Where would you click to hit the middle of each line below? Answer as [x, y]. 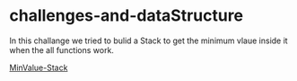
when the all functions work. [62, 49]
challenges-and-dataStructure [127, 16]
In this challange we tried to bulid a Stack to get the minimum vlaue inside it [149, 40]
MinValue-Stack [39, 67]
